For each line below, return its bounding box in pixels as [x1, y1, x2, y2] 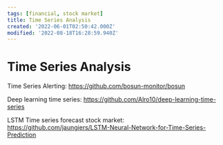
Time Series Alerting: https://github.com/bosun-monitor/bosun [7, 82, 185, 90]
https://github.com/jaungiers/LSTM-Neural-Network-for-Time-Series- [7, 124, 206, 132]
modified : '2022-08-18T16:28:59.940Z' [7, 29, 119, 37]
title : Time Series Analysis [7, 17, 91, 23]
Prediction [7, 130, 37, 139]
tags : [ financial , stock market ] [7, 10, 104, 17]
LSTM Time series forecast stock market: [7, 116, 124, 124]
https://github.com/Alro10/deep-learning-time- [83, 95, 216, 104]
